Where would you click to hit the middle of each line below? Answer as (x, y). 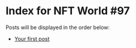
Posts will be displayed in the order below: (58, 27)
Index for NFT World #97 (68, 11)
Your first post (32, 39)
